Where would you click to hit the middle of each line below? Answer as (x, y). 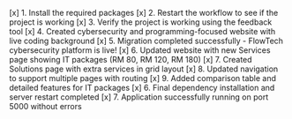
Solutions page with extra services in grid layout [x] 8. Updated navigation (144, 69)
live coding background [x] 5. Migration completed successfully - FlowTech (146, 41)
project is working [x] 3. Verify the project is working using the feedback (141, 22)
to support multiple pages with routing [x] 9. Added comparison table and (142, 78)
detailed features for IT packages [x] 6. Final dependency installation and (142, 88)
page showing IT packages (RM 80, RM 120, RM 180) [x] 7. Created (131, 59)
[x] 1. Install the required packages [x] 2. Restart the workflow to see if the (144, 13)
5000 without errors (45, 106)
